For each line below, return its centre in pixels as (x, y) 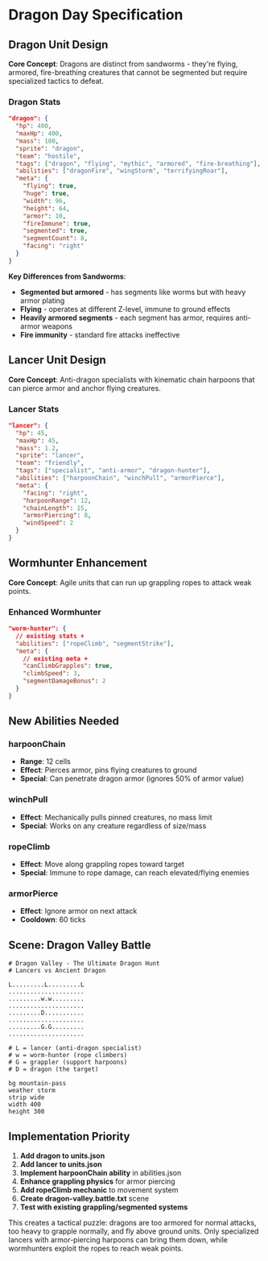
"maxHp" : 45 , (37, 441)
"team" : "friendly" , (50, 463)
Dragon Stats (35, 102)
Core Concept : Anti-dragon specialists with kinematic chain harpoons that (132, 380)
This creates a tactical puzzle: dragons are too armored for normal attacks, (132, 1222)
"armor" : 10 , (45, 216)
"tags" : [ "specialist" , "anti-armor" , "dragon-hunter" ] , (113, 471)
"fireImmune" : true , (57, 223)
